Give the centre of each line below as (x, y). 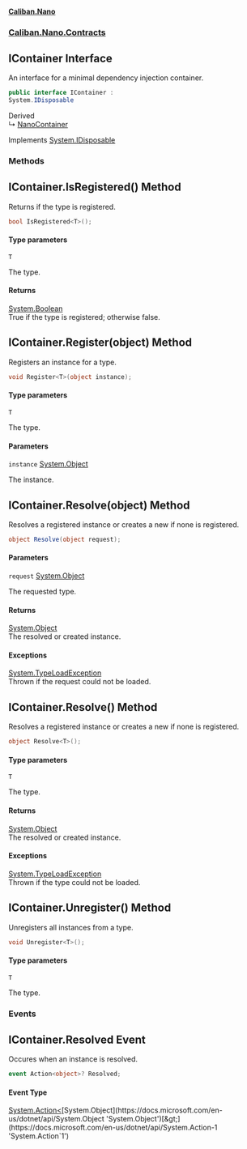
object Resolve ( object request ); (65, 539)
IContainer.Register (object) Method (100, 343)
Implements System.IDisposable (62, 140)
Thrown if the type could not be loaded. (75, 882)
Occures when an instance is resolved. (73, 1059)
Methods (26, 161)
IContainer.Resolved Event (77, 1039)
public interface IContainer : (61, 93)
